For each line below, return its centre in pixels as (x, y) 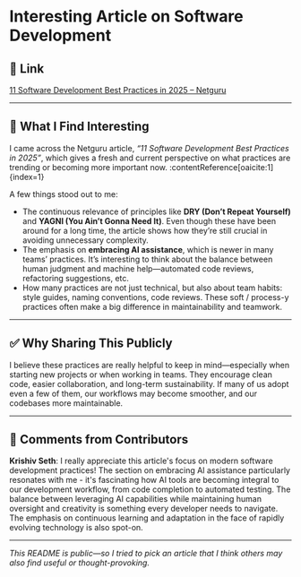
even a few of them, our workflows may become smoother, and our (133, 393)
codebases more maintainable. (66, 403)
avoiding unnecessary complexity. (86, 240)
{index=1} (27, 177)
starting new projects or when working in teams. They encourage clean (141, 375)
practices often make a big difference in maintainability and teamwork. (152, 306)
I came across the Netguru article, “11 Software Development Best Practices (149, 148)
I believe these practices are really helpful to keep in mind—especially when (149, 365)
